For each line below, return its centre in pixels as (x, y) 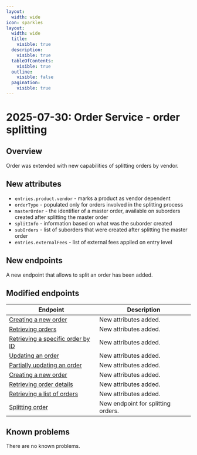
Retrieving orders (33, 329)
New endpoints (35, 260)
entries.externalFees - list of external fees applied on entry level (94, 242)
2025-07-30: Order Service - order (93, 117)
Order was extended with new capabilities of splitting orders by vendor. (92, 165)
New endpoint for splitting (135, 404)
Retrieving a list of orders (43, 394)
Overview (24, 152)
